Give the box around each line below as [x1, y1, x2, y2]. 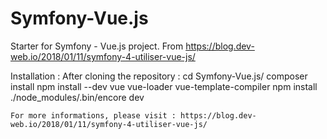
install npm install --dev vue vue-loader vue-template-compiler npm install [10, 80, 318, 92]
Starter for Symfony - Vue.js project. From [10, 40, 184, 52]
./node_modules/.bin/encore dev [10, 91, 145, 103]
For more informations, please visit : [10, 110, 177, 121]
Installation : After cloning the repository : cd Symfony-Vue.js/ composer [10, 70, 308, 82]
